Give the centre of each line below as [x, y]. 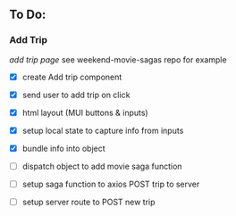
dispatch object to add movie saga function [102, 166]
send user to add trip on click [76, 95]
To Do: [28, 15]
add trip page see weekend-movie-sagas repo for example [118, 59]
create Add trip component [72, 77]
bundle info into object [63, 148]
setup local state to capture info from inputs [103, 130]
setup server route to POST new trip [88, 202]
